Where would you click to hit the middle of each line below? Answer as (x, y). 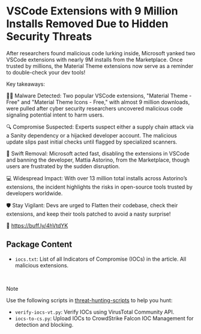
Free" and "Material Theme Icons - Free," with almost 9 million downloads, (98, 102)
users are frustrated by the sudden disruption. (63, 166)
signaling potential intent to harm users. (55, 115)
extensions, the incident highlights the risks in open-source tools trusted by (100, 187)
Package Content (39, 244)
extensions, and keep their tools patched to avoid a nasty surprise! (88, 214)
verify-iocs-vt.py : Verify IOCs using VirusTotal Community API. (94, 312)
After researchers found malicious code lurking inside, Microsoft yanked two (101, 53)
